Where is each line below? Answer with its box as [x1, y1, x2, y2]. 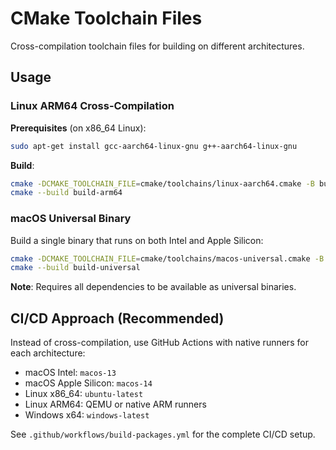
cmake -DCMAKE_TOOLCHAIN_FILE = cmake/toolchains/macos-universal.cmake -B [10, 253, 325, 264]
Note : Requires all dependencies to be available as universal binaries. [10, 281, 297, 293]
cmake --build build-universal [10, 263, 141, 273]
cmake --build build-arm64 [10, 188, 123, 198]
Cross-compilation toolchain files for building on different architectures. [10, 40, 305, 52]
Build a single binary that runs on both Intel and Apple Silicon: [10, 234, 264, 246]
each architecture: [10, 347, 86, 359]
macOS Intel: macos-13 [24, 367, 117, 379]
